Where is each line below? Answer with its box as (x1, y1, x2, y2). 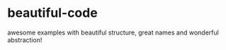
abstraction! (7, 35, 43, 44)
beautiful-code (7, 5, 98, 21)
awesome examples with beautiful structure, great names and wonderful (7, 28, 220, 37)
